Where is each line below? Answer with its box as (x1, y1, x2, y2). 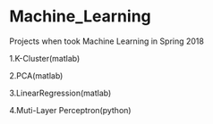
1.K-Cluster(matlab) (9, 53, 81, 63)
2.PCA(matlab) (9, 70, 64, 81)
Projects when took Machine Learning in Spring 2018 (9, 36, 204, 46)
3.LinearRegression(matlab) (9, 87, 112, 98)
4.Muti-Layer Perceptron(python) (9, 104, 132, 115)
